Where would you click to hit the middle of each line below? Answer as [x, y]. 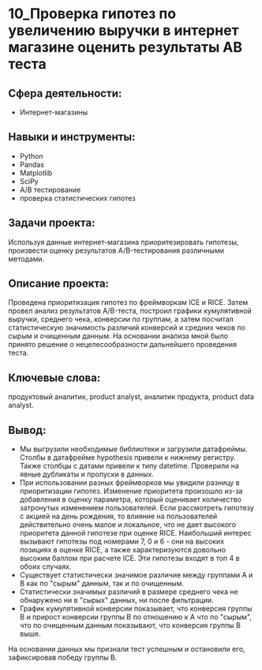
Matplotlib [36, 173]
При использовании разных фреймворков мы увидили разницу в [130, 483]
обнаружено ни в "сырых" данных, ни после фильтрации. [117, 600]
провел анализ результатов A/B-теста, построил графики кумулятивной [130, 311]
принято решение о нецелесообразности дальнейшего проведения [123, 344]
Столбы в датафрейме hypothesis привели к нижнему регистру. [127, 457]
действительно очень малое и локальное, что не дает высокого [128, 525]
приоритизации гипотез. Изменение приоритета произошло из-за [131, 491]
